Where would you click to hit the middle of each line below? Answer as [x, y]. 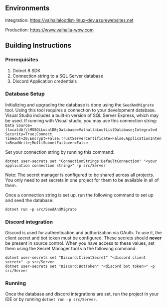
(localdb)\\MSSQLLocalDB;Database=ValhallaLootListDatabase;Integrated [81, 130]
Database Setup [25, 94]
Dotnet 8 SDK [26, 70]
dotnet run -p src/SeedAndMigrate [41, 209]
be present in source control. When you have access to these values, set [80, 243]
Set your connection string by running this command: [60, 152]
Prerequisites [22, 60]
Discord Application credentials [45, 81]
